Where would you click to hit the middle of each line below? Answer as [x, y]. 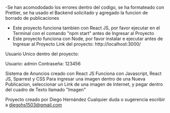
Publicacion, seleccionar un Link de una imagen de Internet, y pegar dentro [84, 84]
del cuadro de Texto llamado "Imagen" [46, 90]
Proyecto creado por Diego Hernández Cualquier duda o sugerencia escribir [85, 99]
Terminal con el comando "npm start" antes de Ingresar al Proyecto [83, 33]
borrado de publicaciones [32, 18]
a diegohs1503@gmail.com [34, 105]
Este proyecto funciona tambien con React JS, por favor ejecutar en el [86, 28]
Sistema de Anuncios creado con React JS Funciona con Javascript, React [83, 73]
